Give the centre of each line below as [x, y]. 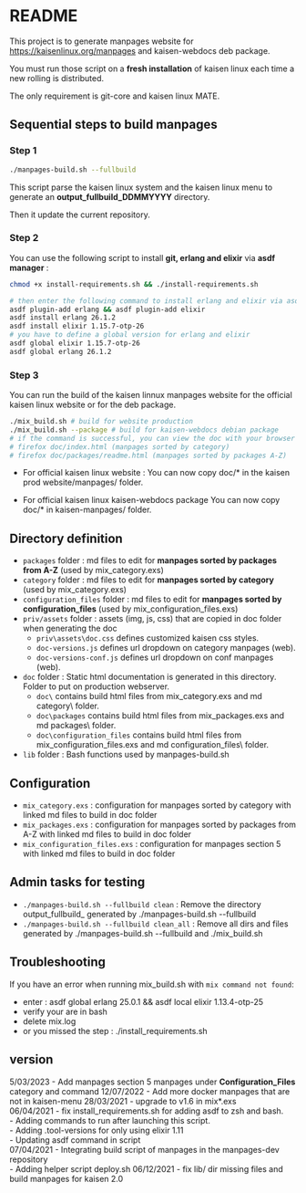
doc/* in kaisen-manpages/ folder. [87, 510]
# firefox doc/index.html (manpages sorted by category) [120, 447]
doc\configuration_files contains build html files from [139, 735]
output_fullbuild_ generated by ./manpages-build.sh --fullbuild [139, 914]
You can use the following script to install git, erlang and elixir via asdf [143, 257]
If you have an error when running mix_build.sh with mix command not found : [152, 984]
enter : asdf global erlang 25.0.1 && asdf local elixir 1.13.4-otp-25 [143, 1001]
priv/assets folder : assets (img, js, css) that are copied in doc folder [152, 619]
